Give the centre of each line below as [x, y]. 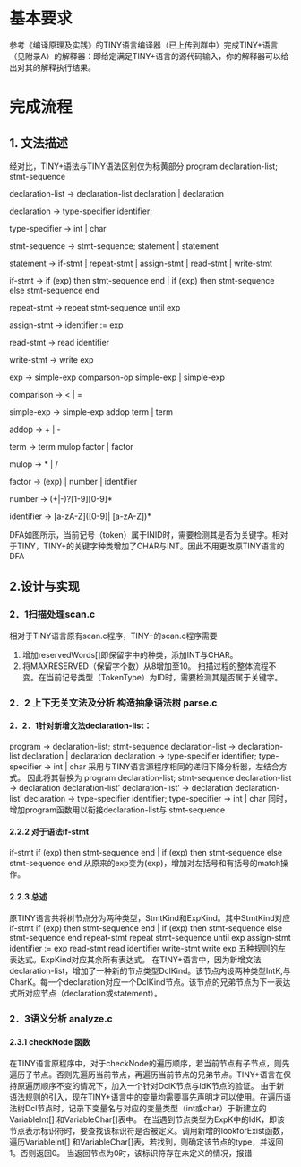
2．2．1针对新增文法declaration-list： [81, 726]
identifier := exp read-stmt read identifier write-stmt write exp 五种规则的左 [148, 949]
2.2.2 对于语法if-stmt [49, 832]
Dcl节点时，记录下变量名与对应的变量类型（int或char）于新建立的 [146, 1109]
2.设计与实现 [45, 587]
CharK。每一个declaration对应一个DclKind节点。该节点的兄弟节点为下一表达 [150, 982]
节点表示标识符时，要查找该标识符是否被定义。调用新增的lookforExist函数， [149, 1131]
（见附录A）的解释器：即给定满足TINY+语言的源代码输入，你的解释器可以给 [149, 56]
